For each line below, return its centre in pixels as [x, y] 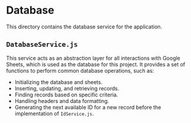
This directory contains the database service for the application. [84, 27]
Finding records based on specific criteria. [66, 95]
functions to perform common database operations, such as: [80, 70]
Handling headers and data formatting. [62, 101]
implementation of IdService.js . [54, 114]
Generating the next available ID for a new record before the [88, 107]
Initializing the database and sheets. [59, 82]
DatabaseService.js [42, 45]
